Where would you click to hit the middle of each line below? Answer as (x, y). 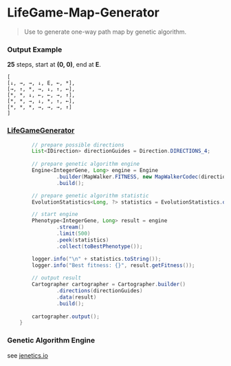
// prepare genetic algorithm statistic (90, 195)
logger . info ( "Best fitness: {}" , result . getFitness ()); (113, 265)
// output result (56, 278)
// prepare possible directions (78, 145)
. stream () (70, 227)
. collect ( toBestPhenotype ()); (99, 246)
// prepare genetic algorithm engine (86, 164)
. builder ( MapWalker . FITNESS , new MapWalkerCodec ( (129, 177)
